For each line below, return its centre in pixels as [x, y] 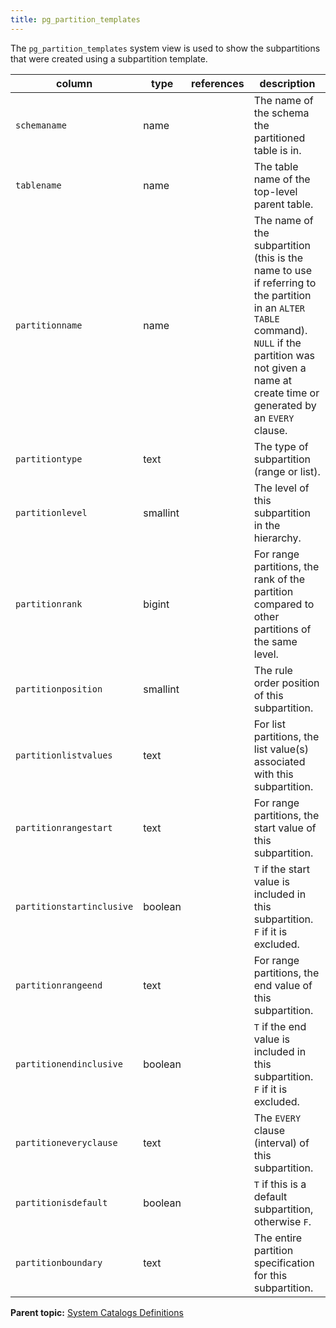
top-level [275, 191]
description [287, 83]
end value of [283, 985]
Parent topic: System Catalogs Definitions [97, 1312]
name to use [283, 270]
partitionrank [49, 604]
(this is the [278, 258]
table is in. [277, 150]
